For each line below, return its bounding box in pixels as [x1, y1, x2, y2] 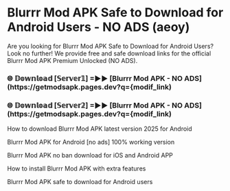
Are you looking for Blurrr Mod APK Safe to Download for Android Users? [7, 42, 214, 50]
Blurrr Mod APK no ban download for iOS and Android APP [7, 151, 174, 160]
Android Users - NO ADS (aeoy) [7, 19, 190, 35]
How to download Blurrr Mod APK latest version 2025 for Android [7, 125, 192, 133]
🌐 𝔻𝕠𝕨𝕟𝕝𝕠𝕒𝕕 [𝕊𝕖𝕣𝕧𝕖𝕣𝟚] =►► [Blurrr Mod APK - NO [7, 101, 183, 110]
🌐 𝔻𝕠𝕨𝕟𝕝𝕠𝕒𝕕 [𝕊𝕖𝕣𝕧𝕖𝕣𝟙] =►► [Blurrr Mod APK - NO [7, 73, 183, 83]
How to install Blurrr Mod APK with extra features [7, 164, 146, 173]
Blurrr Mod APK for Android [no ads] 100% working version [7, 138, 175, 147]
